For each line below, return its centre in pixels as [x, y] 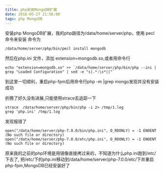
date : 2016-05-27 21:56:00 [33, 14]
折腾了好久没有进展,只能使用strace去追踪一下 [51, 98]
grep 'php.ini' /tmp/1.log [33, 112]
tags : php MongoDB [24, 19]
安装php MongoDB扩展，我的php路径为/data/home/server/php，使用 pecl [80, 33]
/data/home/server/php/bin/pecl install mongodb [56, 49]
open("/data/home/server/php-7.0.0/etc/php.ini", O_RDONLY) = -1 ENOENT [81, 139]
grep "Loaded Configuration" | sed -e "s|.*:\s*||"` [60, 72]
